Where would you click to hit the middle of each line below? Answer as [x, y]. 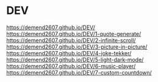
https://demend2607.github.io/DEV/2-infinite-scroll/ [71, 40]
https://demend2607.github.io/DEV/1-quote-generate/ [74, 33]
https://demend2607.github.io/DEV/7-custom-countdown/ [79, 72]
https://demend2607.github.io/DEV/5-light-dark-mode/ [75, 60]
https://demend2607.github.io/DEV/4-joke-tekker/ [69, 53]
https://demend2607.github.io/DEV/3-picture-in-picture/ [77, 47]
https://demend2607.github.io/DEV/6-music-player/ [71, 66]
